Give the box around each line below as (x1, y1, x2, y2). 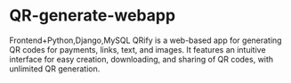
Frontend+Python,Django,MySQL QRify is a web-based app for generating (9, 35, 282, 46)
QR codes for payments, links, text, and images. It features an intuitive (9, 44, 266, 54)
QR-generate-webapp (9, 5, 176, 26)
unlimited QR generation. (9, 63, 101, 74)
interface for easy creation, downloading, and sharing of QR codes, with (9, 54, 274, 64)
